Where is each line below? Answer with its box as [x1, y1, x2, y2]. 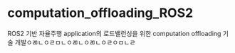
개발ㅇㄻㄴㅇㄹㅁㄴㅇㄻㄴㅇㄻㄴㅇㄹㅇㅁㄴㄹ [14, 37, 136, 47]
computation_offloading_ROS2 [7, 5, 194, 21]
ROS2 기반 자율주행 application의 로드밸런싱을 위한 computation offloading [7, 29, 221, 37]
